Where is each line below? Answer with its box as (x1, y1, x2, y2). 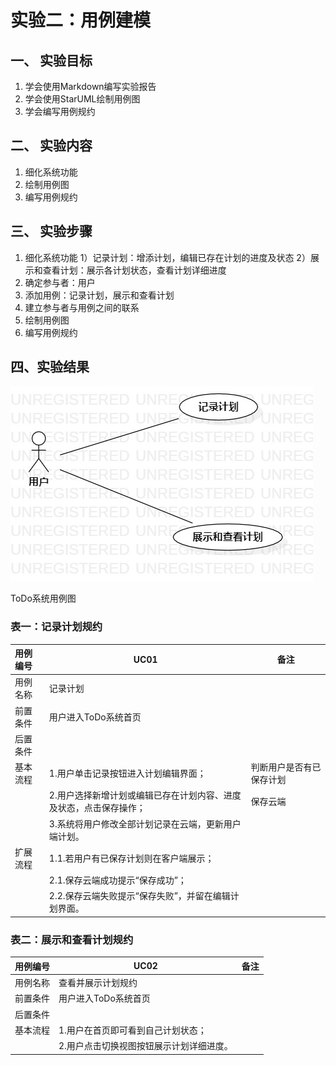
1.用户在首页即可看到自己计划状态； (58, 1024, 207, 1036)
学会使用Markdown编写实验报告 (24, 81, 157, 92)
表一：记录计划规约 (10, 620, 103, 634)
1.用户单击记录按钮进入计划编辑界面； (48, 767, 207, 780)
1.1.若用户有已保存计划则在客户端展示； (48, 852, 215, 864)
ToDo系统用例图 (10, 592, 77, 605)
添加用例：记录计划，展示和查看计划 (24, 289, 175, 301)
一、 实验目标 (10, 52, 93, 69)
